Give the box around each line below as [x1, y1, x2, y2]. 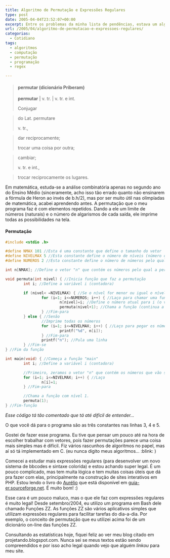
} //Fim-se [23, 343, 47, 348]
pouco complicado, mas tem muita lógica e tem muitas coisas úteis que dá [5, 469, 161, 475]
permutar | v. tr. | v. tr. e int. [17, 96, 76, 102]
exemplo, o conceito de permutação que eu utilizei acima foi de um [5, 516, 145, 522]
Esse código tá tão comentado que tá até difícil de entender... [5, 412, 135, 418]
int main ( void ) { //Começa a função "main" [5, 356, 99, 361]
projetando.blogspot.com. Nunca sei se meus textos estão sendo [5, 537, 141, 543]
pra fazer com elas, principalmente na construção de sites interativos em [5, 474, 158, 480]
